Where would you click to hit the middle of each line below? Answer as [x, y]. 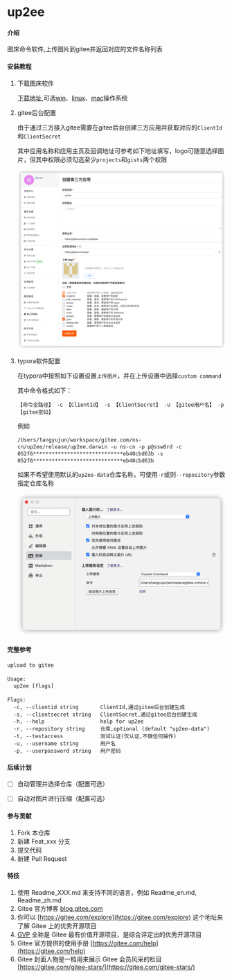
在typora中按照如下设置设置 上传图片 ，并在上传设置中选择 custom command [119, 376]
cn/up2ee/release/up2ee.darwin [62, 447]
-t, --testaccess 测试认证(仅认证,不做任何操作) [95, 736]
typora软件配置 [39, 360]
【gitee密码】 [35, 412]
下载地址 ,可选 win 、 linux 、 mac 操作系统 [72, 98]
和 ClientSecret [39, 136]
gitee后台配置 [37, 112]
